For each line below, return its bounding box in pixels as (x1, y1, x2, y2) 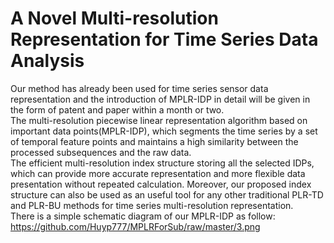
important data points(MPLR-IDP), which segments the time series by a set (10, 125, 318, 137)
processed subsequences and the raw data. (10, 146, 192, 158)
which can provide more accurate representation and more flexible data (10, 167, 306, 179)
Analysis (10, 50, 85, 72)
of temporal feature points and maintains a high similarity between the (10, 135, 299, 147)
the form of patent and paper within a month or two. (10, 103, 225, 116)
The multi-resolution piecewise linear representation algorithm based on (10, 114, 308, 126)
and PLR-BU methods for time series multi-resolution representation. (10, 199, 294, 211)
